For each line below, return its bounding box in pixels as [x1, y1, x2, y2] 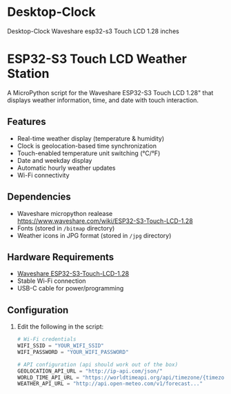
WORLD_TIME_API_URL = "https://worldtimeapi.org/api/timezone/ [17, 374, 203, 381]
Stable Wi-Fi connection [17, 277, 86, 285]
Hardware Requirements [7, 251, 114, 263]
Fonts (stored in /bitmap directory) [17, 224, 115, 232]
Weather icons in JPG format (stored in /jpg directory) [17, 231, 172, 239]
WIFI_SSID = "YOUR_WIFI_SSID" [17, 342, 105, 349]
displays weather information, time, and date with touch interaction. [7, 96, 199, 104]
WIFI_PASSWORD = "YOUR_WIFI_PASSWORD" [17, 348, 129, 355]
